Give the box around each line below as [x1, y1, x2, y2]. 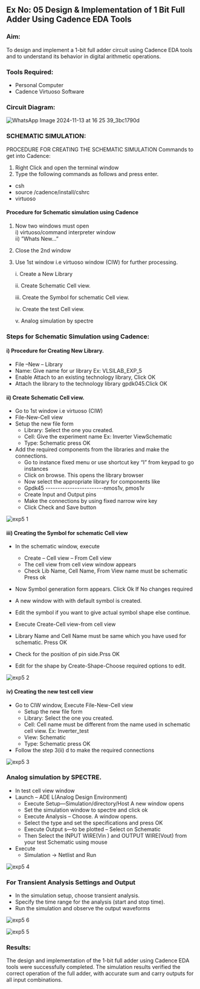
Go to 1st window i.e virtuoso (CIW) [15, 407, 103, 415]
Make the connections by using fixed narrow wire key [24, 498, 158, 505]
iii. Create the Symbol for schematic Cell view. [15, 294, 130, 301]
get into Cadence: [6, 152, 51, 159]
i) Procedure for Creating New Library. [6, 347, 105, 355]
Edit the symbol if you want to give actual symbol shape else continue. [15, 609, 191, 616]
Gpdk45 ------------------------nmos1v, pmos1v [24, 484, 145, 492]
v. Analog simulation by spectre [15, 317, 94, 324]
